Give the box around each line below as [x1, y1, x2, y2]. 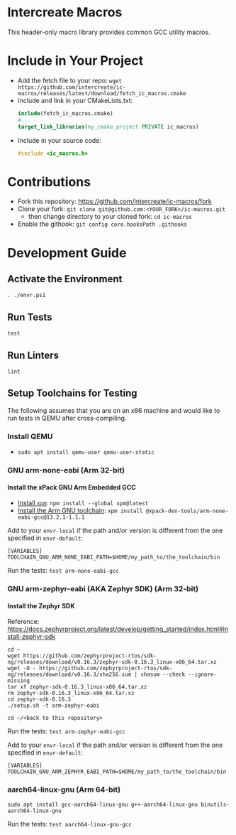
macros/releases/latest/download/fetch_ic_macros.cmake [17, 90, 186, 97]
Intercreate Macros [7, 4, 123, 21]
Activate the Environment [7, 273, 123, 285]
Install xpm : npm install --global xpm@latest [17, 499, 149, 507]
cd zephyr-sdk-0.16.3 [7, 696, 72, 704]
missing [7, 677, 30, 684]
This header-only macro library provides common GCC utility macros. [7, 28, 210, 36]
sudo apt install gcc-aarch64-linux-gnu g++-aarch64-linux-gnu [7, 801, 198, 808]
